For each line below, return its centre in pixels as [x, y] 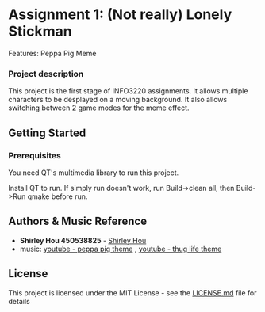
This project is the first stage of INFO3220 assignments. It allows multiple [128, 91]
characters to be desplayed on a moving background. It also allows [118, 100]
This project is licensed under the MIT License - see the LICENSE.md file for [132, 293]
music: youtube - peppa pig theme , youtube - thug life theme [121, 249]
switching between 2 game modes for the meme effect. [99, 108]
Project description [46, 74]
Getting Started [47, 133]
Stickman [40, 31]
